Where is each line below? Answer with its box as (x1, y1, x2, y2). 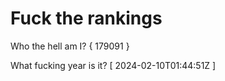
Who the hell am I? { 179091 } (10, 40, 130, 52)
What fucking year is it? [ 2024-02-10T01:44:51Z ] (10, 59, 217, 71)
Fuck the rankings (10, 7, 163, 30)
